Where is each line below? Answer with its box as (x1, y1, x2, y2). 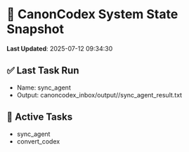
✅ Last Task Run (6, 64, 79, 76)
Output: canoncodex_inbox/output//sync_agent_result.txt (16, 90, 183, 99)
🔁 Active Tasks (6, 111, 73, 123)
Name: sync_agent (16, 83, 71, 92)
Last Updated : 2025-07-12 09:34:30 (6, 44, 113, 53)
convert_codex (16, 137, 60, 146)
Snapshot (6, 21, 65, 37)
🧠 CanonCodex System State (6, 6, 178, 22)
